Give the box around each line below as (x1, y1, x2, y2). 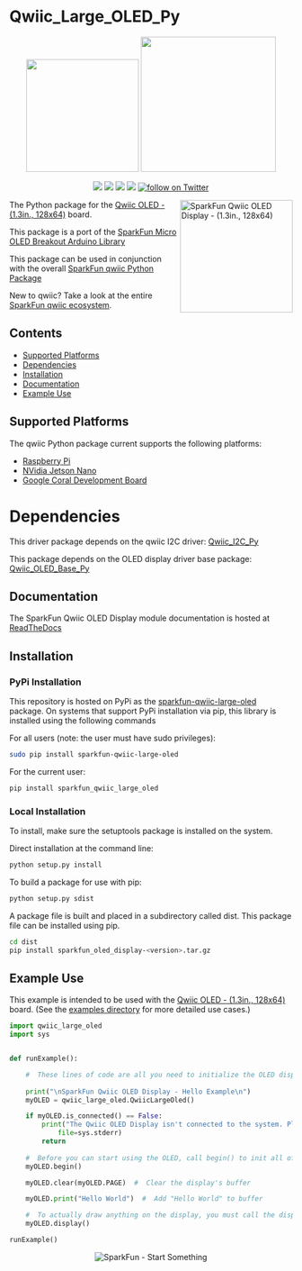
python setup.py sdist (9, 894, 94, 903)
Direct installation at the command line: (9, 843, 155, 854)
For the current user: (9, 766, 86, 776)
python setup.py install (9, 860, 102, 870)
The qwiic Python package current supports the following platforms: (9, 438, 262, 449)
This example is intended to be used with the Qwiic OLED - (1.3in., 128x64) (9, 994, 286, 1005)
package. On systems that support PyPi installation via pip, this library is (9, 705, 277, 716)
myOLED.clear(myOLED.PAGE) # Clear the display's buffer (25, 1178, 252, 1187)
